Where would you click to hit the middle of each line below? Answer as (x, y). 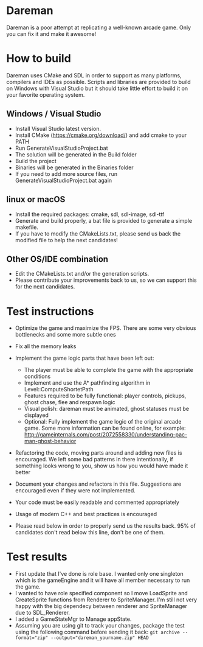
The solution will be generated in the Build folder (76, 154)
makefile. (26, 227)
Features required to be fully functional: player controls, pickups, (105, 396)
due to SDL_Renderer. (42, 613)
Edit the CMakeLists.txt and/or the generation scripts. (82, 274)
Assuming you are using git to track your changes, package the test (100, 626)
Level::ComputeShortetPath (59, 390)
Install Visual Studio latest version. (58, 128)
